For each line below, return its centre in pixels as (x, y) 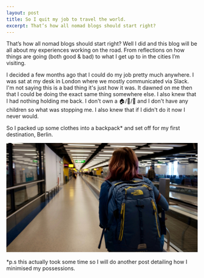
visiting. (16, 63)
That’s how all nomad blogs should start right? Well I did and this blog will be (102, 44)
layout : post (23, 13)
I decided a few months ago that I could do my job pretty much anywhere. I (100, 75)
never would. (22, 116)
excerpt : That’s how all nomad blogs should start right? (81, 26)
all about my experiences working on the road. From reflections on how (96, 50)
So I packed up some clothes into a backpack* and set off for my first (93, 128)
